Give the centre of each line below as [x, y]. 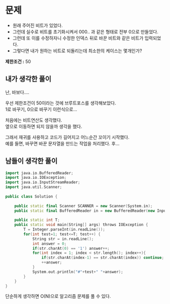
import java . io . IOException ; [36, 178]
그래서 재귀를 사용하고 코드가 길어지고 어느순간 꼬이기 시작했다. [68, 137]
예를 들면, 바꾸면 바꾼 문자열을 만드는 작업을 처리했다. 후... [62, 143]
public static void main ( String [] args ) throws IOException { [81, 225]
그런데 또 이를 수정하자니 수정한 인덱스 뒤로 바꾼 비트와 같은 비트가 [78, 38]
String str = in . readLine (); [63, 239]
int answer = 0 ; [49, 244]
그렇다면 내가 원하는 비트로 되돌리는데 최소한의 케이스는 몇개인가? [77, 51]
